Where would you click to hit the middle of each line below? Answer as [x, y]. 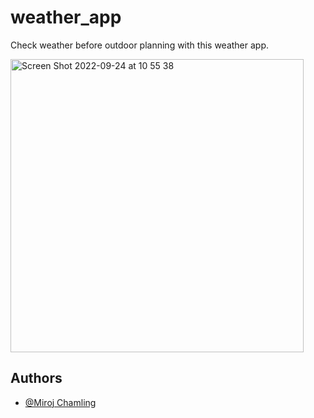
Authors [36, 378]
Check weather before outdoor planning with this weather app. [140, 45]
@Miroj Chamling [60, 402]
